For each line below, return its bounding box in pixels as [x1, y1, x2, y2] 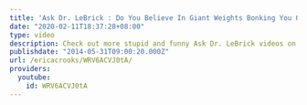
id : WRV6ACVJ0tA [26, 81, 89, 90]
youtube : [17, 73, 51, 82]
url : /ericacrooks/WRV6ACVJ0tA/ [9, 56, 132, 65]
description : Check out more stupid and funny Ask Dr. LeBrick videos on [9, 38, 297, 48]
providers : [9, 65, 51, 74]
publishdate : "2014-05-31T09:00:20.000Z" [9, 47, 170, 57]
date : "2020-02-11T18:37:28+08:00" [9, 22, 145, 31]
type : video [9, 30, 55, 39]
